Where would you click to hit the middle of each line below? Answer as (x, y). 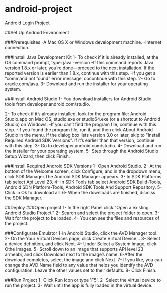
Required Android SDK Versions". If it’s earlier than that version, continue (80, 140)
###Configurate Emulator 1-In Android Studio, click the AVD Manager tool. (81, 233)
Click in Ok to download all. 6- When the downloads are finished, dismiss (80, 192)
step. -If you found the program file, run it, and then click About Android (79, 130)
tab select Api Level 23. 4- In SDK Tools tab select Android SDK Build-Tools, (83, 182)
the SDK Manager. (24, 198)
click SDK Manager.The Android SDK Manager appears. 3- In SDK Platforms (83, 176)
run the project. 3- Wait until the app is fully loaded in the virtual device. (79, 285)
